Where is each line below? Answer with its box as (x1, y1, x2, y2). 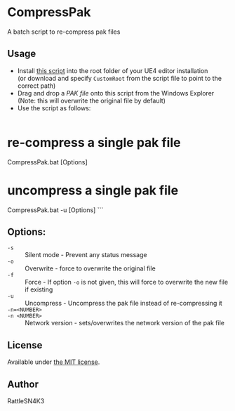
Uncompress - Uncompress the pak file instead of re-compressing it (25, 299, 222, 308)
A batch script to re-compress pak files (7, 27, 121, 36)
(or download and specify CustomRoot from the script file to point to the (17, 74, 222, 82)
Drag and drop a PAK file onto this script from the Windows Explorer (17, 89, 215, 97)
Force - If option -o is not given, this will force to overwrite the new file (25, 278, 229, 287)
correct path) (17, 81, 56, 90)
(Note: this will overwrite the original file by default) (17, 96, 166, 105)
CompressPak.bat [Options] (7, 157, 88, 166)
